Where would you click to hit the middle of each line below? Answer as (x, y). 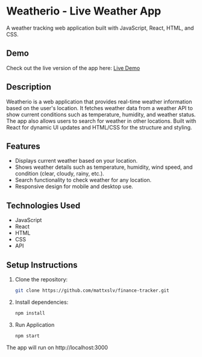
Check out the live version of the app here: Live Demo (73, 68)
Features (23, 146)
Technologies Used (43, 205)
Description (29, 87)
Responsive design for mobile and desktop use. (74, 186)
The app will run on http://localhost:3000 (57, 347)
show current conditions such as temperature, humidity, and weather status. (101, 114)
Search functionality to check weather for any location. (83, 180)
